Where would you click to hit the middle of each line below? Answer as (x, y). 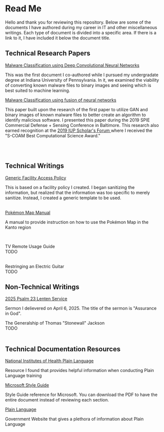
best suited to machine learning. (38, 90)
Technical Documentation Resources (63, 349)
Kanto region (18, 227)
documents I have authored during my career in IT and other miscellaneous (81, 27)
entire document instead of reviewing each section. (57, 400)
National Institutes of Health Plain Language (50, 361)
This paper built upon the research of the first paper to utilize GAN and (77, 109)
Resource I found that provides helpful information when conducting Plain (80, 370)
